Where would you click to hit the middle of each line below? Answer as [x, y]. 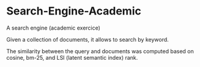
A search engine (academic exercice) [54, 28]
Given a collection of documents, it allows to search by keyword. [88, 39]
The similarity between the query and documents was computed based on [100, 51]
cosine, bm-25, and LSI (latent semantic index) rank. [72, 57]
